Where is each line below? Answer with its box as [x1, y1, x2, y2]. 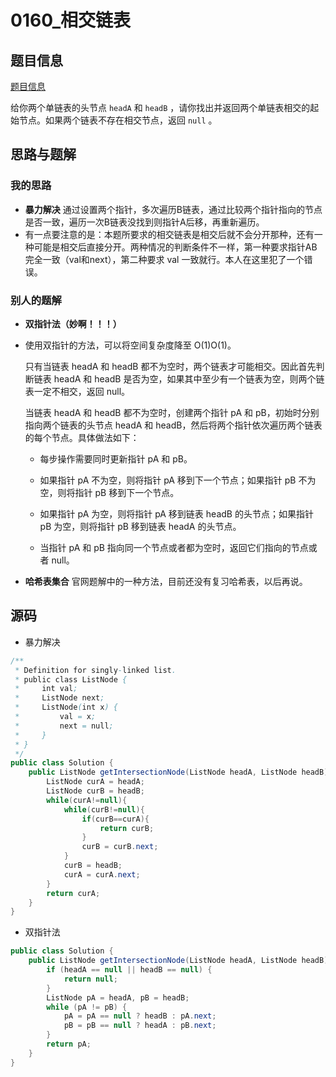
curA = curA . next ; [63, 869, 141, 880]
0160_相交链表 [10, 9, 132, 32]
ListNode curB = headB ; [46, 786, 145, 796]
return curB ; [99, 823, 155, 833]
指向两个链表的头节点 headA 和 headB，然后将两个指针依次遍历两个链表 [24, 419, 323, 431]
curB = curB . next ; [81, 842, 159, 852]
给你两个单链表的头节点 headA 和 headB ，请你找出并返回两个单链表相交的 [10, 102, 311, 113]
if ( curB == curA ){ [81, 814, 150, 824]
